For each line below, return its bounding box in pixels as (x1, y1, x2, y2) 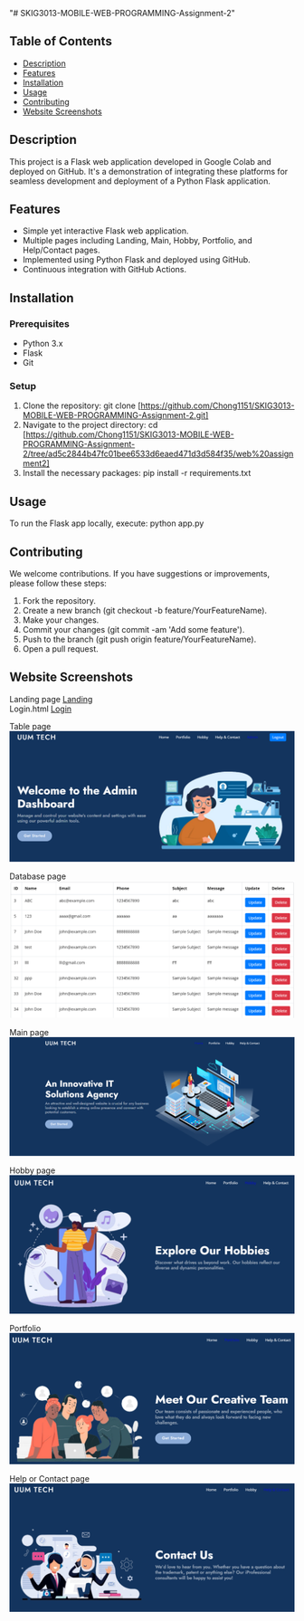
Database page (9, 871, 66, 882)
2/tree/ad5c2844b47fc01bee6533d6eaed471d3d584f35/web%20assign (22, 448, 294, 460)
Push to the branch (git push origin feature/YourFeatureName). (22, 634, 257, 645)
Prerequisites (9, 317, 70, 329)
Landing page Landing (9, 693, 93, 704)
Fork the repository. (22, 596, 97, 606)
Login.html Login (9, 703, 72, 714)
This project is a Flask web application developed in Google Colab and (9, 156, 271, 167)
